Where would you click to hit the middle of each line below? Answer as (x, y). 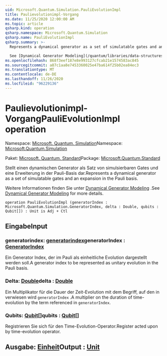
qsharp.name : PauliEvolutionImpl (40, 38)
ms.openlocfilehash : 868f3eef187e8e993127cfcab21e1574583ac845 (72, 60)
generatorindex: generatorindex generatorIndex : (65, 240)
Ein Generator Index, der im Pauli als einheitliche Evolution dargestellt (76, 257)
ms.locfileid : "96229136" (32, 84)
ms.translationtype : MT (30, 70)
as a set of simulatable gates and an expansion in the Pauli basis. (72, 178)
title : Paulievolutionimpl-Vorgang (42, 14)
